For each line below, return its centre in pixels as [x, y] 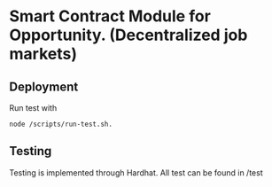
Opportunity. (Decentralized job [128, 35]
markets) [43, 54]
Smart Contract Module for [110, 16]
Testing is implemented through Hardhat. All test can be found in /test [136, 172]
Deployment [44, 86]
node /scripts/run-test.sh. [61, 124]
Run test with [33, 108]
